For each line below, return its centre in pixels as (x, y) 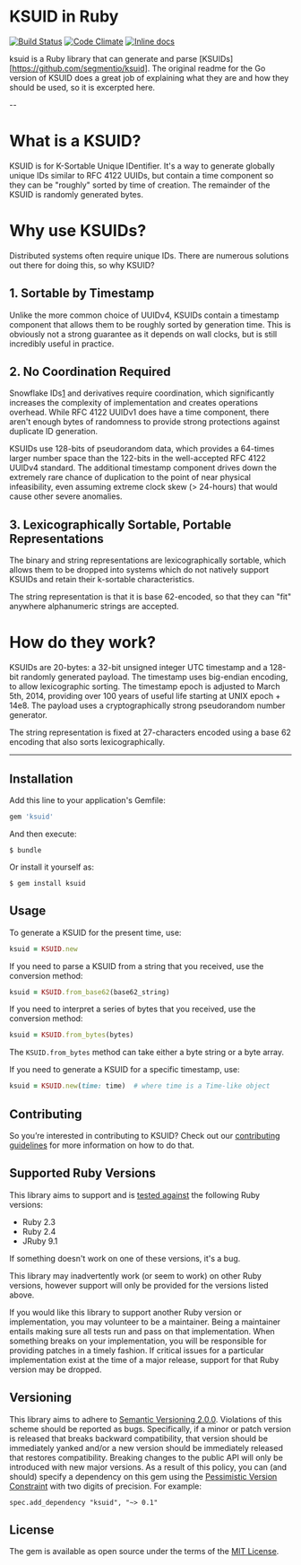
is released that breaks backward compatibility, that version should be (139, 1438)
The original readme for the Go (209, 68)
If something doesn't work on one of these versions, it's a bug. (125, 1258)
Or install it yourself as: (52, 867)
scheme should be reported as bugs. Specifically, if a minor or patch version (150, 1429)
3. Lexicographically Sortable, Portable (120, 525)
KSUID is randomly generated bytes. (76, 194)
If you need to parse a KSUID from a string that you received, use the (137, 966)
